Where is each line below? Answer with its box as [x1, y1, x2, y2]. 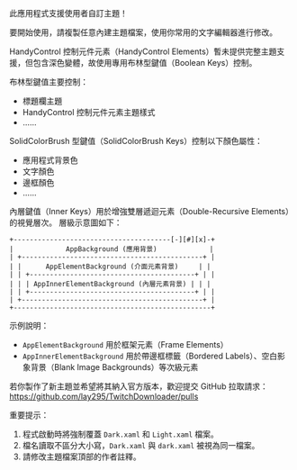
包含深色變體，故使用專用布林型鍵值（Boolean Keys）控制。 [32, 58, 257, 68]
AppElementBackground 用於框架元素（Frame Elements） [22, 339, 229, 349]
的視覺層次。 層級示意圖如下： [9, 217, 122, 228]
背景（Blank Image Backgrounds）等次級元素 [30, 362, 199, 372]
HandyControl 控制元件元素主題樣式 [22, 107, 156, 117]
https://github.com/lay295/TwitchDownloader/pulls [9, 391, 199, 402]
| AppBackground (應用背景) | [9, 245, 214, 254]
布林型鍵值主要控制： [9, 77, 88, 87]
